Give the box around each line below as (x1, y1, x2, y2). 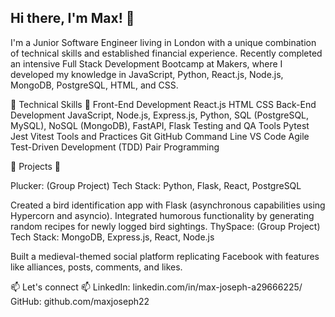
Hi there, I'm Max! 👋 (10, 10, 135, 27)
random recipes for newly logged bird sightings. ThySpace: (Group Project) (10, 220, 321, 232)
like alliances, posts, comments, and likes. (10, 261, 183, 273)
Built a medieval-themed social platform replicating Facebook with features (10, 250, 320, 262)
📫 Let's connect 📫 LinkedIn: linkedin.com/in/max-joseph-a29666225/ (10, 281, 303, 293)
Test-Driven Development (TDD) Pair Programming (10, 141, 220, 153)
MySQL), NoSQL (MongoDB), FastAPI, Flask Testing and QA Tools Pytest (10, 119, 310, 131)
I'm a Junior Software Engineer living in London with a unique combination (10, 36, 317, 48)
